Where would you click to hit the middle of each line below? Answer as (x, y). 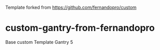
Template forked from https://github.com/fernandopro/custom (71, 7)
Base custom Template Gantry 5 (39, 42)
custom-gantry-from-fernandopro (80, 28)
